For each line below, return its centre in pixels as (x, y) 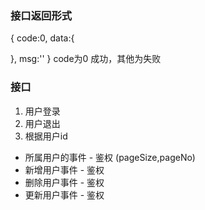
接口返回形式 (41, 15)
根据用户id (46, 136)
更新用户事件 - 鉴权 (64, 194)
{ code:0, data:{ (42, 38)
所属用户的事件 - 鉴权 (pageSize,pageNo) (110, 157)
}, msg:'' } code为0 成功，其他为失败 (86, 59)
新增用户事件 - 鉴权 (64, 169)
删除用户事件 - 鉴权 (64, 182)
